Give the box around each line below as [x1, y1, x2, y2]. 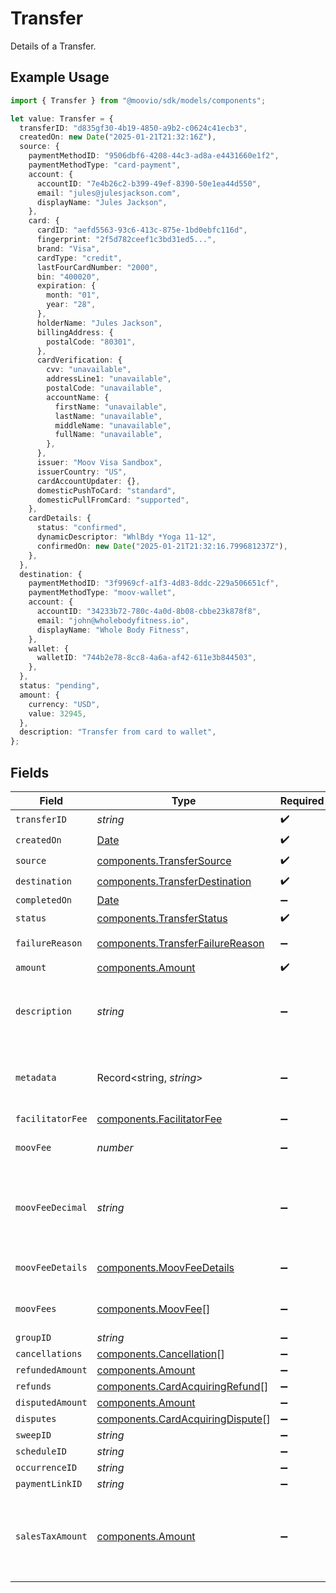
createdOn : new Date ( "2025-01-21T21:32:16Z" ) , [19, 132, 217, 142]
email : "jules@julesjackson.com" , [36, 188, 182, 198]
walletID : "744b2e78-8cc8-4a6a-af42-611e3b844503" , [36, 653, 257, 663]
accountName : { [46, 392, 110, 402]
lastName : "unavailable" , [54, 411, 163, 421]
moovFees [15, 1303, 57, 1314]
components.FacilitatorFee [96, 1112, 223, 1126]
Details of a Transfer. [10, 40, 97, 52]
